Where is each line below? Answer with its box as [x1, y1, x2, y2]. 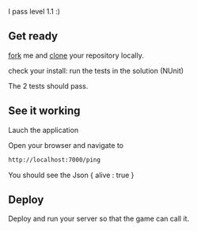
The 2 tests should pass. [8, 81, 89, 90]
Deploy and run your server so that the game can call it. [8, 214, 190, 224]
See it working [8, 104, 81, 118]
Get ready [8, 29, 58, 43]
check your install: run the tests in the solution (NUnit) [8, 66, 184, 75]
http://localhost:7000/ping [8, 156, 101, 164]
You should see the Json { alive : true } [8, 170, 134, 180]
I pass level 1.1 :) [8, 7, 61, 16]
